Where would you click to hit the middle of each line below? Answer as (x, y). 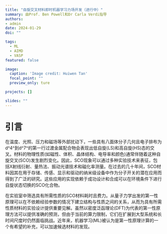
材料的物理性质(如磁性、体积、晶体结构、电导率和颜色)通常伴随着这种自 (87, 154)
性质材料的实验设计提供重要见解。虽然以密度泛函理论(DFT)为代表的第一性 (81, 208)
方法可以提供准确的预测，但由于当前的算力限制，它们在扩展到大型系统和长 (85, 214)
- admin (13, 24)
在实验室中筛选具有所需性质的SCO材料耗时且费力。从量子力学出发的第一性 (82, 195)
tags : (11, 42)
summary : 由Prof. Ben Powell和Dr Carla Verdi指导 (56, 14)
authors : (14, 19)
